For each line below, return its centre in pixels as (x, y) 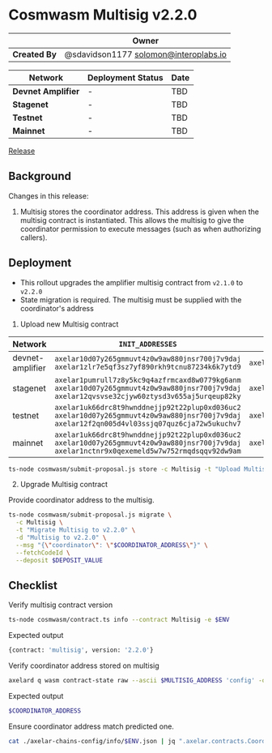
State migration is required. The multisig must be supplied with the (131, 299)
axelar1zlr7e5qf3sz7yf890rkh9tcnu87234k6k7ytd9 (148, 367)
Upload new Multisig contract (69, 324)
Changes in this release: (49, 195)
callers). (34, 237)
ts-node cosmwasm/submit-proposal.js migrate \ (90, 515)
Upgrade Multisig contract (64, 485)
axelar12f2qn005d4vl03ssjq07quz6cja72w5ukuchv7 (148, 424)
